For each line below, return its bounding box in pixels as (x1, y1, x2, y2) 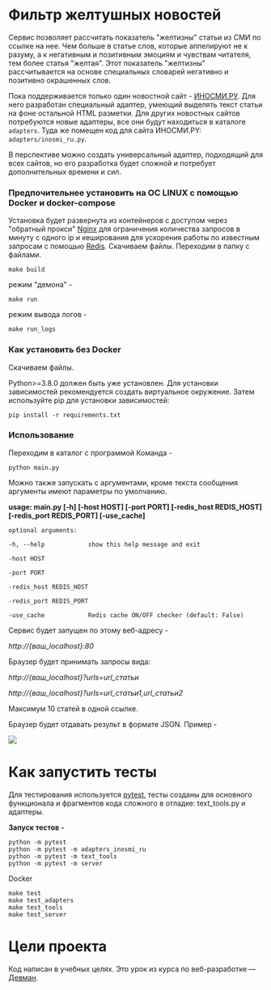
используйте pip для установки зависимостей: (8, 395, 170, 405)
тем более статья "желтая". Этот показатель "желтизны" (8, 58, 206, 68)
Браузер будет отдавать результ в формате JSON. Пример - (8, 719, 218, 729)
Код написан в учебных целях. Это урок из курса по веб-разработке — (8, 964, 256, 974)
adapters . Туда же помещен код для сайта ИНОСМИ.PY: (8, 125, 202, 135)
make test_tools (8, 903, 63, 912)
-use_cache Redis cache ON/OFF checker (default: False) (8, 611, 244, 620)
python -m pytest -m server (8, 859, 104, 867)
